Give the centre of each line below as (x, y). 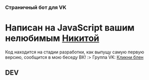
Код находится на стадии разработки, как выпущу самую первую (75, 52)
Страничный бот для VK (36, 7)
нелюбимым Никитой (52, 38)
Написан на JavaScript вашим (70, 28)
